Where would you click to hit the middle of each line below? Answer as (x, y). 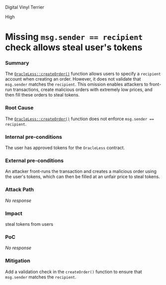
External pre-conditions (34, 160)
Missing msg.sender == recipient (74, 37)
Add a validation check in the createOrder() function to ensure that (74, 272)
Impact (14, 213)
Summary (17, 63)
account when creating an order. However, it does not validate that (73, 79)
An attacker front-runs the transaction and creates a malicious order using (81, 172)
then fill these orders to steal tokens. (42, 95)
